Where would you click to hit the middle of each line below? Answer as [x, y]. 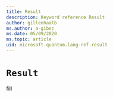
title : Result [24, 12]
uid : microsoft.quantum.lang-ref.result [57, 45]
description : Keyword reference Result [56, 17]
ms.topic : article [29, 39]
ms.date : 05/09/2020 [32, 34]
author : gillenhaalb [32, 23]
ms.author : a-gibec [30, 28]
